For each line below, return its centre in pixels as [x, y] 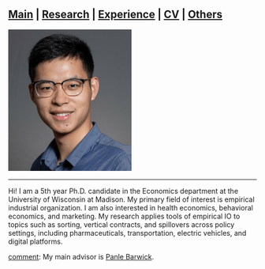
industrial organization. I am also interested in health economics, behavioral [131, 207]
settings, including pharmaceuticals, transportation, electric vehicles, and [127, 233]
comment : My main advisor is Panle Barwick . [81, 256]
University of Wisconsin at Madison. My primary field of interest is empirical [131, 199]
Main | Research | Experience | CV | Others [116, 15]
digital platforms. [35, 241]
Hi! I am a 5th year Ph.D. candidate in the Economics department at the [123, 191]
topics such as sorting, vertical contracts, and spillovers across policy [121, 224]
